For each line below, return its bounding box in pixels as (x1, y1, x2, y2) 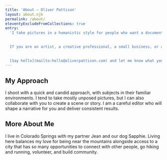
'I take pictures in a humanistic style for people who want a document (9, 30, 164, 35)
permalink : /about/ (5, 16, 46, 21)
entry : (5, 26, 19, 31)
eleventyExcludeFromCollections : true (5, 21, 85, 26)
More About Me (5, 120, 55, 128)
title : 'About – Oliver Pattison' (5, 7, 77, 12)
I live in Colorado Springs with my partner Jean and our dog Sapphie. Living (5, 133, 161, 139)
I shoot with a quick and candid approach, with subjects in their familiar (5, 90, 151, 96)
